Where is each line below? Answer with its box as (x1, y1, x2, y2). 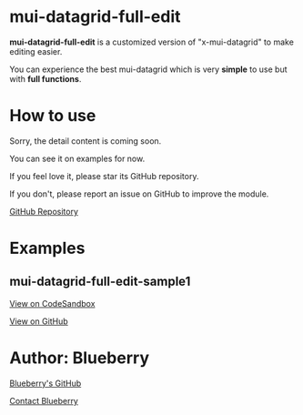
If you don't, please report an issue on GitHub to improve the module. (9, 188, 269, 199)
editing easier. (9, 46, 63, 56)
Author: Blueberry (9, 348, 150, 369)
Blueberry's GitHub (9, 378, 82, 389)
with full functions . (9, 73, 82, 84)
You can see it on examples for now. (9, 153, 146, 164)
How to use (9, 106, 96, 127)
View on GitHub (9, 316, 68, 327)
